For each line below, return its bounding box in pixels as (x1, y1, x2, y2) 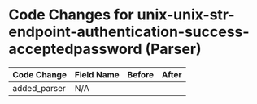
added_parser (12, 82, 67, 94)
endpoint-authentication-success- (8, 23, 250, 41)
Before (127, 69, 155, 80)
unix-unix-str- (137, 6, 235, 24)
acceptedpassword (8, 40, 142, 58)
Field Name (74, 69, 120, 80)
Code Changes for (8, 6, 134, 24)
